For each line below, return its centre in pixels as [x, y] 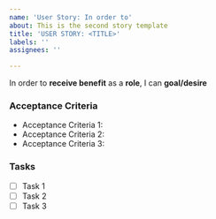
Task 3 [34, 206]
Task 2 [34, 196]
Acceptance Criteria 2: [63, 134]
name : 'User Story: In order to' [71, 17]
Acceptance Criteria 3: [63, 144]
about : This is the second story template [89, 26]
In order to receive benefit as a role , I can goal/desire [108, 83]
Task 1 [34, 185]
